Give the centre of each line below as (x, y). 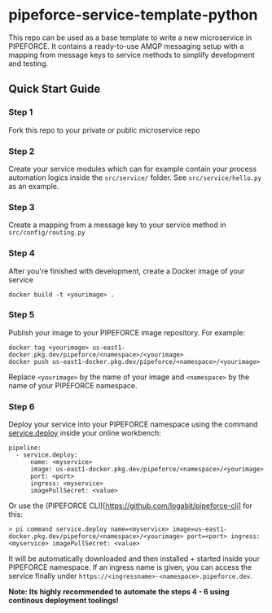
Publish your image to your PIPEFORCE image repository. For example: (127, 332)
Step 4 (22, 253)
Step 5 (22, 315)
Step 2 (22, 151)
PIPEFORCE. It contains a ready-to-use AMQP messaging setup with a (126, 46)
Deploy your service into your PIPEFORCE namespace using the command (133, 424)
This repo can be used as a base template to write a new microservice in (130, 37)
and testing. (29, 63)
